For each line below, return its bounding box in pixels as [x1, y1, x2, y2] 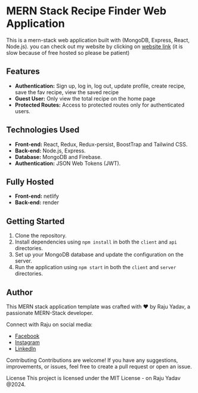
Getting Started [6, 216, 65, 226]
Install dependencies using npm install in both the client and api [14, 238, 177, 245]
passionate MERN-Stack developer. [6, 310, 94, 316]
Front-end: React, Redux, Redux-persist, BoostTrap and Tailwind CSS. [14, 141, 188, 148]
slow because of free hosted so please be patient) [6, 49, 130, 56]
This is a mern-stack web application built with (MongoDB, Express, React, [6, 36, 190, 43]
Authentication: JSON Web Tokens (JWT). [14, 160, 121, 167]
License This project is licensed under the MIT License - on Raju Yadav [6, 375, 181, 382]
